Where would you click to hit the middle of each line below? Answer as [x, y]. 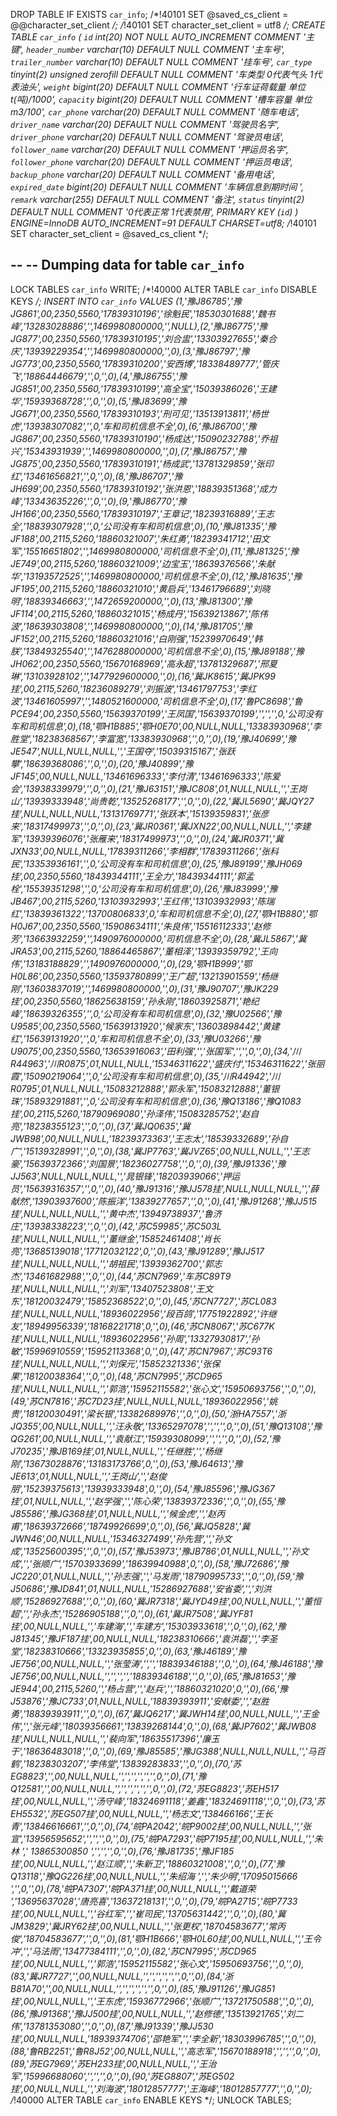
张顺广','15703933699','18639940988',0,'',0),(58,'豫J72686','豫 [160, 1563]
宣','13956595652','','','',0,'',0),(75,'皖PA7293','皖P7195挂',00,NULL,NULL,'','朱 [166, 1838]
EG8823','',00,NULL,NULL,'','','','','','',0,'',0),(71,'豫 [108, 1776]
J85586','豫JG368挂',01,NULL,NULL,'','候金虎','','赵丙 [118, 1513]
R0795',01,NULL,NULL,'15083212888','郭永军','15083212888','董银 [145, 1088]
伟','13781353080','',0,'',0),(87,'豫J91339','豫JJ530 [112, 2026]
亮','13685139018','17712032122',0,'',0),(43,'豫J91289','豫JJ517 [137, 1251]
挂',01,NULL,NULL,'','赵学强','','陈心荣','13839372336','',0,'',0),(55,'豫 [148, 1501]
